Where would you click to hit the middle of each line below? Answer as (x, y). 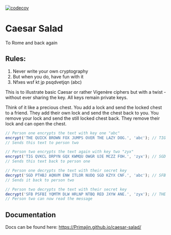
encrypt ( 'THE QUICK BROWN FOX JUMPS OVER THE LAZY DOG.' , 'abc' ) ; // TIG (86, 138)
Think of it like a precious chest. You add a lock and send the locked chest (84, 107)
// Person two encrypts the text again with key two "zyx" (70, 152)
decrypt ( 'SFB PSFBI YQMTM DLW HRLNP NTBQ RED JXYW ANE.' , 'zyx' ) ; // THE (86, 194)
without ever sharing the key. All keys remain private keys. (67, 97)
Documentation (31, 215)
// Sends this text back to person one (48, 161)
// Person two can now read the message (49, 199)
